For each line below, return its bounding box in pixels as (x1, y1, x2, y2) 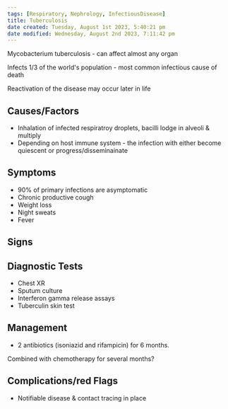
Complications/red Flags (7, 375, 119, 387)
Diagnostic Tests (7, 260, 83, 272)
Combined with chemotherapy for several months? (7, 355, 155, 363)
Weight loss (17, 200, 52, 209)
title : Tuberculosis (7, 17, 68, 24)
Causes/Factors (7, 105, 80, 117)
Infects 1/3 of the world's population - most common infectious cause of (7, 63, 217, 71)
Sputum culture (17, 287, 63, 295)
